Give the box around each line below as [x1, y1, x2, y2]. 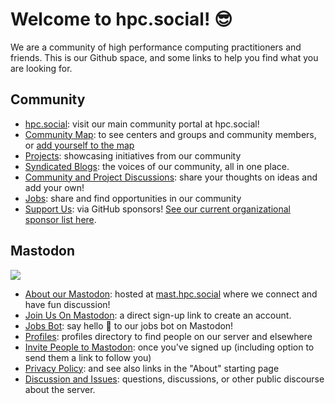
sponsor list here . [24, 213, 97, 225]
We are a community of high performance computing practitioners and [10, 41, 302, 53]
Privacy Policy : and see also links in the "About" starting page [24, 362, 280, 374]
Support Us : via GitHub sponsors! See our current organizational [24, 203, 292, 215]
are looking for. [10, 62, 73, 74]
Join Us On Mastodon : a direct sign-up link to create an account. [24, 309, 292, 321]
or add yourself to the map [24, 139, 135, 151]
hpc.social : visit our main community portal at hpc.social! [24, 118, 260, 130]
